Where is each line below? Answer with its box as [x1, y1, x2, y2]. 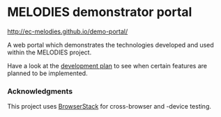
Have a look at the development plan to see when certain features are [7, 61, 208, 70]
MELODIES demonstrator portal [7, 4, 192, 20]
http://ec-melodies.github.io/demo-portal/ [7, 27, 128, 36]
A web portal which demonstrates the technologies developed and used [7, 40, 214, 49]
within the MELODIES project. [7, 48, 92, 56]
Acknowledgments [7, 86, 73, 96]
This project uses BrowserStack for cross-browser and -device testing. [7, 102, 211, 111]
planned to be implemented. [7, 69, 89, 77]
